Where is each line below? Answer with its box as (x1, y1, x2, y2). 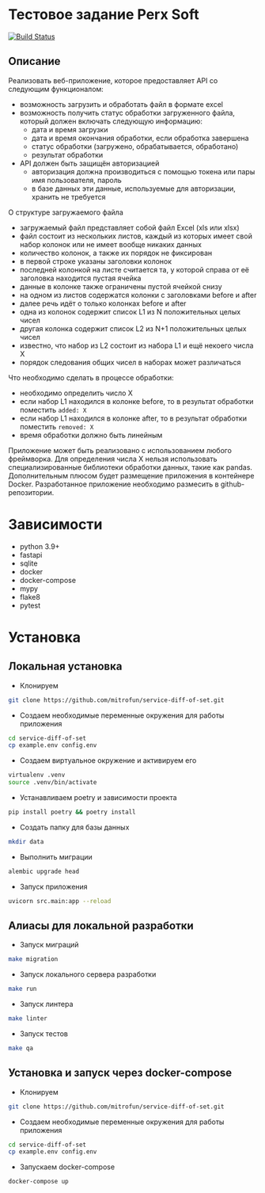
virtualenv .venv (8, 771, 66, 779)
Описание (8, 55, 61, 68)
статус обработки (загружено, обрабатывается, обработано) (31, 141, 239, 151)
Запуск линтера (19, 1000, 74, 1009)
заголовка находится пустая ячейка (19, 273, 142, 283)
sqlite (19, 558, 38, 568)
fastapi (19, 550, 43, 559)
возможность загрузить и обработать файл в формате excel (19, 99, 224, 109)
